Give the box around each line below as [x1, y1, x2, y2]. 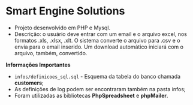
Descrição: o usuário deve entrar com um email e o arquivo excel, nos [14, 30, 187, 37]
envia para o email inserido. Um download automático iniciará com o [14, 43, 184, 50]
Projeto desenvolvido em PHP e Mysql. [14, 24, 111, 31]
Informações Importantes [5, 61, 71, 68]
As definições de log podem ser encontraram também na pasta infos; [14, 85, 186, 92]
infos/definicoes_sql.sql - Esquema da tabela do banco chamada [14, 73, 181, 80]
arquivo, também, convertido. [14, 49, 88, 56]
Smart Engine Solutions [5, 4, 125, 18]
